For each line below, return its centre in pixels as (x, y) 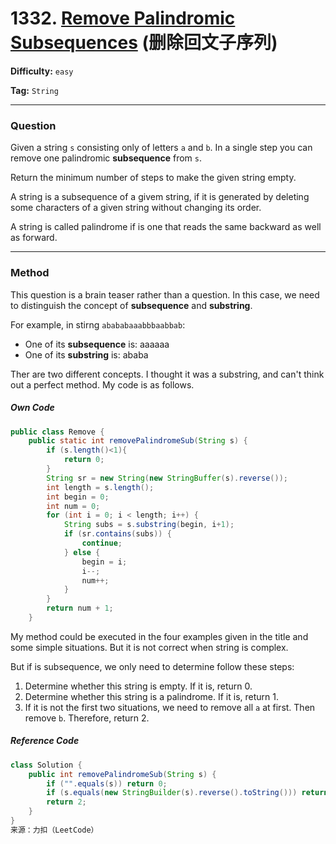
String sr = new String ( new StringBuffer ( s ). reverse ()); (167, 478)
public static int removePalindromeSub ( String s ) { (138, 441)
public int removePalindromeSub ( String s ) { (122, 774)
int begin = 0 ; (78, 497)
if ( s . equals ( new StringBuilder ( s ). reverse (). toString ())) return (187, 793)
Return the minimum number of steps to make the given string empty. (153, 178)
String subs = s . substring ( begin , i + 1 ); (149, 525)
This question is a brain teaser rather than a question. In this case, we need (165, 294)
